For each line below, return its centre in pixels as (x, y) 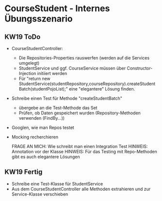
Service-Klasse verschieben (40, 194)
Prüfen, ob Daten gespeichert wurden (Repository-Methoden (80, 113)
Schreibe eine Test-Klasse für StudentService (57, 183)
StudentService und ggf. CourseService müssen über (72, 68)
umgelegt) (29, 63)
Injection (27, 73)
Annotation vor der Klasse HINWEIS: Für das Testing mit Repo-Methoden (84, 152)
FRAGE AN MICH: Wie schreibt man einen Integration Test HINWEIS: (80, 146)
